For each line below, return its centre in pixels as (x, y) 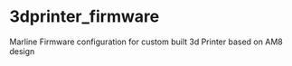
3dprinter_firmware (85, 17)
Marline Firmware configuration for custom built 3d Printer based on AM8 (146, 42)
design (22, 51)
